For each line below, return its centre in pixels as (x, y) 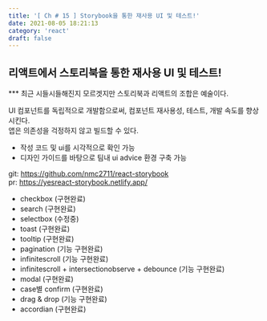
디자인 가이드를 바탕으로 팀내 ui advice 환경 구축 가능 (103, 158)
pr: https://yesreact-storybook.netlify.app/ (78, 182)
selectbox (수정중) (49, 219)
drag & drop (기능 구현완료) (63, 299)
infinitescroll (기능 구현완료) (64, 259)
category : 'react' (39, 30)
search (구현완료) (48, 209)
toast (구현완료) (45, 229)
